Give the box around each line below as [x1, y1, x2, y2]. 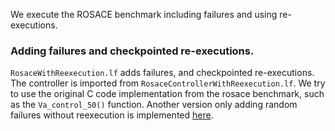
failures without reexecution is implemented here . [10, 109, 214, 121]
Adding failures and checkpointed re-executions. [10, 44, 255, 58]
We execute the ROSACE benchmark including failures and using [10, 9, 278, 20]
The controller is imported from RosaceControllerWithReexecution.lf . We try [10, 77, 326, 89]
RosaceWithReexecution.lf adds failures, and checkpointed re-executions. [10, 67, 315, 79]
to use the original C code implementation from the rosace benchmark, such [10, 88, 325, 100]
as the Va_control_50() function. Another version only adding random [10, 99, 298, 111]
